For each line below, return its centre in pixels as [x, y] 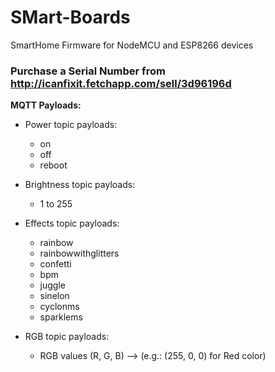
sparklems [61, 317]
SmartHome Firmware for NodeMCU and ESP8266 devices [132, 45]
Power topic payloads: [71, 125]
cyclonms [59, 307]
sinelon [54, 296]
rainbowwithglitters [79, 253]
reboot [53, 165]
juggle [52, 285]
